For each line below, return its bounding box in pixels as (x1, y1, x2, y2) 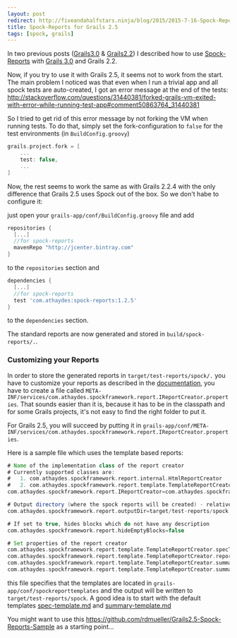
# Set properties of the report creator (7, 540, 128, 547)
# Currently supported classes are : (7, 468, 115, 475)
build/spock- (166, 331, 205, 338)
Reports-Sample (7, 622, 55, 631)
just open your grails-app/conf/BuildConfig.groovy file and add (7, 211, 195, 219)
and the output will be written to (100, 586, 193, 594)
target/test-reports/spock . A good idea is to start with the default (7, 593, 201, 602)
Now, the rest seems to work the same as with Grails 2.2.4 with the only (7, 182, 216, 191)
